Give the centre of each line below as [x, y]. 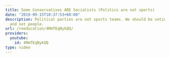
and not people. [27, 24]
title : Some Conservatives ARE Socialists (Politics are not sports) [80, 10]
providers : [17, 33]
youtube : [19, 38]
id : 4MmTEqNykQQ [32, 43]
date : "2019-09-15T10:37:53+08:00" [43, 15]
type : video [18, 47]
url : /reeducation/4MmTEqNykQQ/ [39, 29]
